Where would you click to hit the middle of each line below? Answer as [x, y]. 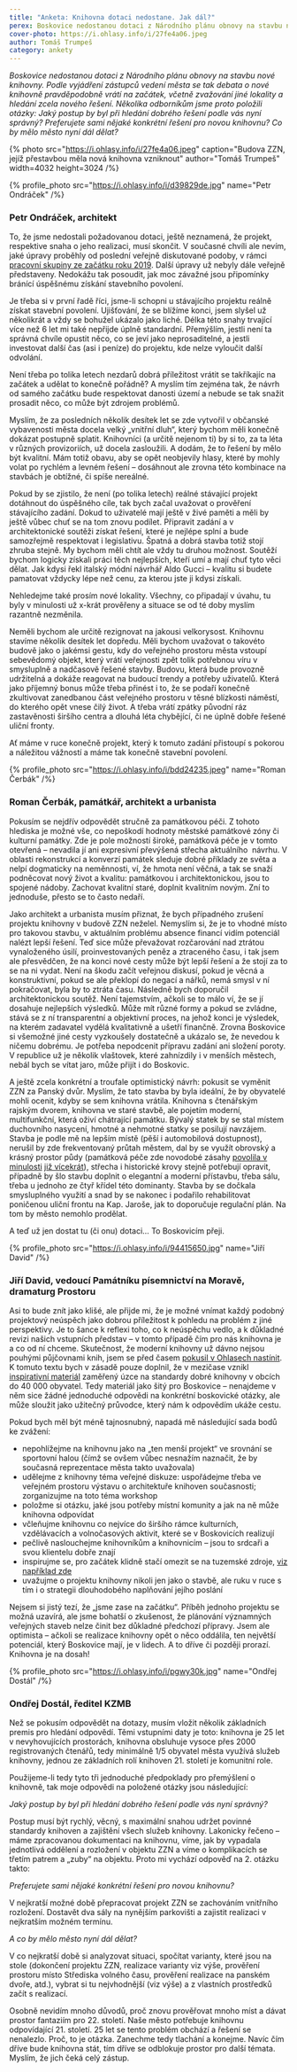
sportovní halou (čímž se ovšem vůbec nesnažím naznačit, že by [140, 1458]
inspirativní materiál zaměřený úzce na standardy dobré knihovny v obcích [145, 1377]
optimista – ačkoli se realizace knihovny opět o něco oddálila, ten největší [143, 1635]
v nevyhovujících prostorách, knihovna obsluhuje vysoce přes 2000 [133, 1741]
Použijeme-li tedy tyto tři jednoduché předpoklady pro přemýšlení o [133, 1778]
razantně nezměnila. [46, 615]
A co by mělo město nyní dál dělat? [73, 1939]
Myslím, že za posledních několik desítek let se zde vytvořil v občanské [139, 420]
